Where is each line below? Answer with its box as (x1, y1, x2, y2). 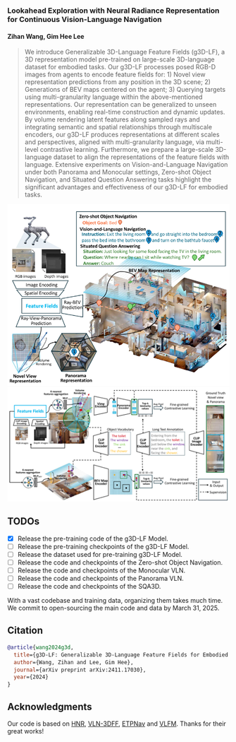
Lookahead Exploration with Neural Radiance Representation (7, 6, 220, 16)
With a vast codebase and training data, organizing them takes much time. (7, 596, 223, 605)
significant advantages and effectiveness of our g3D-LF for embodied (24, 183, 228, 192)
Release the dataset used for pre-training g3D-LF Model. (17, 550, 183, 558)
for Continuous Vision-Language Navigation (7, 14, 162, 24)
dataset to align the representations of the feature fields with (53, 153, 230, 161)
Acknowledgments (7, 700, 93, 712)
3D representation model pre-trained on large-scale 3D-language (24, 55, 215, 64)
